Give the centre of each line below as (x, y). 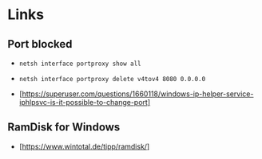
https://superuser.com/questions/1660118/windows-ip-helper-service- (138, 94)
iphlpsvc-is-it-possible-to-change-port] (85, 102)
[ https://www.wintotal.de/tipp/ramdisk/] (84, 146)
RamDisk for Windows (64, 128)
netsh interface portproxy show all (80, 64)
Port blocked (40, 44)
